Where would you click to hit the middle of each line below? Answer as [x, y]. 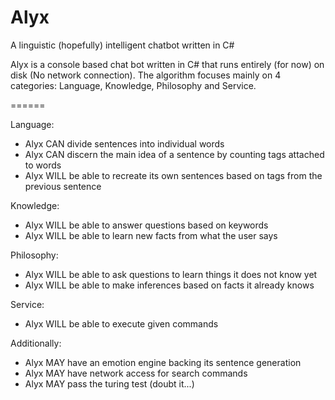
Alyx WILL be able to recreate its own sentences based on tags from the [173, 175]
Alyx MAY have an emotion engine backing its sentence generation [163, 362]
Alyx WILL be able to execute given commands [121, 323]
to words [43, 165]
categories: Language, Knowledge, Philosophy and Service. [133, 85]
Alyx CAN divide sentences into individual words [124, 143]
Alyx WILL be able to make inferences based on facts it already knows [169, 285]
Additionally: [36, 343]
